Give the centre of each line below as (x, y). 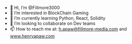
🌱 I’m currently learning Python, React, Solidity (58, 18)
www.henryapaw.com (32, 36)
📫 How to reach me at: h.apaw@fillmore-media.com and (68, 29)
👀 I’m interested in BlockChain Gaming (49, 13)
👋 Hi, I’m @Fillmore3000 (35, 8)
